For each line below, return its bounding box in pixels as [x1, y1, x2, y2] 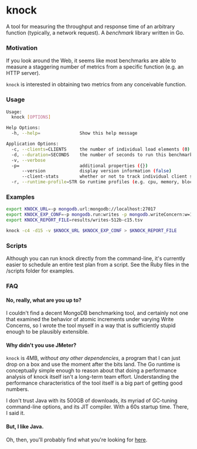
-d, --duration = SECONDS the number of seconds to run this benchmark [11, 152, 193, 158]
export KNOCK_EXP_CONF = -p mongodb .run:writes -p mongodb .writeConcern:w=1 [6, 212, 193, 217]
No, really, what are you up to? [6, 297, 82, 304]
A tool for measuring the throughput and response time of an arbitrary [6, 23, 175, 30]
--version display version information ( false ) [21, 168, 172, 174]
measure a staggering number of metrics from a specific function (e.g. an [6, 63, 184, 70]
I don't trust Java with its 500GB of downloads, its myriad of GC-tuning [6, 397, 178, 404]
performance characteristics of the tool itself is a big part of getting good [6, 379, 183, 387]
